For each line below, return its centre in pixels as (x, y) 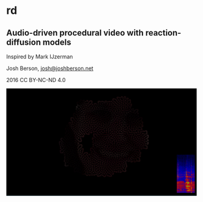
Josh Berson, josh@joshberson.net (50, 68)
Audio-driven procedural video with (75, 33)
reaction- (163, 33)
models (57, 42)
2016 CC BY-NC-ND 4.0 (36, 80)
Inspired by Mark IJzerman (40, 57)
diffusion (24, 42)
